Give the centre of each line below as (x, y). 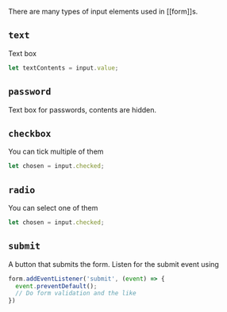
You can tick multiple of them (56, 152)
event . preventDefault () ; (56, 286)
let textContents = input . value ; (63, 68)
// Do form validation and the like (76, 293)
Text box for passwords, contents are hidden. (83, 109)
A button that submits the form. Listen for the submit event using (114, 264)
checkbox (30, 133)
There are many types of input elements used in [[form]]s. (103, 11)
